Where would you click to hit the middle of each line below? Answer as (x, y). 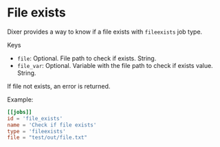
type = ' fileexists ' (37, 131)
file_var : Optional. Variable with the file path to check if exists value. (115, 65)
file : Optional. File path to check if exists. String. (87, 58)
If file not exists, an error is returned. (59, 86)
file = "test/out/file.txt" (47, 138)
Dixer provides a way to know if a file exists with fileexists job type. (105, 32)
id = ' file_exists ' (35, 118)
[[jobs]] (20, 112)
